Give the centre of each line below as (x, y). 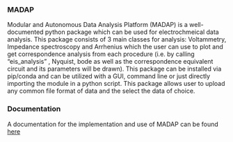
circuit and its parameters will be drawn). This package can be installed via (114, 69)
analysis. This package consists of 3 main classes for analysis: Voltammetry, (117, 39)
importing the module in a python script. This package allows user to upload (116, 84)
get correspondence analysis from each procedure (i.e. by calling (101, 54)
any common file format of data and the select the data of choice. (101, 91)
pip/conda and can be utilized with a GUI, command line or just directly (109, 76)
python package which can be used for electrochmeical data (132, 32)
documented (25, 32)
